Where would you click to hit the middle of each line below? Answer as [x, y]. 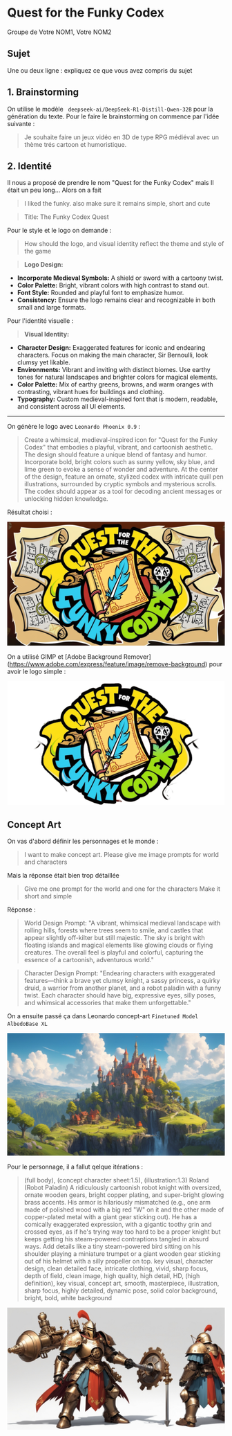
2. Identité [29, 166]
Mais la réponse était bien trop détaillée [63, 876]
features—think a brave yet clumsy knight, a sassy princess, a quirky [122, 981]
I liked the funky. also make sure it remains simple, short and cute [117, 204]
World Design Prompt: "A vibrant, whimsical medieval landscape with [122, 923]
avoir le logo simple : [37, 672]
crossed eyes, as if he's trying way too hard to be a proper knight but [122, 1232]
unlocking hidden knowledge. [66, 499]
